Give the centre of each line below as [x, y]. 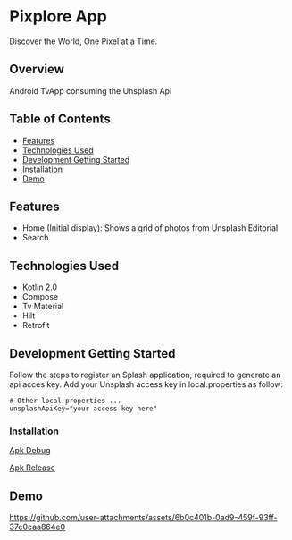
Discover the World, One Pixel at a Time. [83, 41]
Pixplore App [58, 17]
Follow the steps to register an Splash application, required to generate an [145, 375]
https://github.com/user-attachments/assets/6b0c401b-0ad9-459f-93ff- [143, 518]
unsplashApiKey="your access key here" [83, 409]
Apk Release [32, 468]
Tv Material [43, 307]
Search [35, 238]
